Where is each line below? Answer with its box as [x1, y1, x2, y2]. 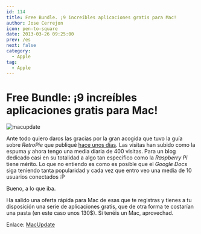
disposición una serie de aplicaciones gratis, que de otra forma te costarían [6, 203, 194, 211]
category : [6, 48, 31, 54]
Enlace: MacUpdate [6, 221, 56, 229]
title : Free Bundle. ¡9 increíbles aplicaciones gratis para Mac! [6, 14, 177, 20]
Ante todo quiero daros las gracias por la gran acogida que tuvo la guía [6, 135, 183, 142]
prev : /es [6, 37, 31, 43]
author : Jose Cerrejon [6, 20, 63, 26]
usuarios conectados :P [6, 173, 65, 180]
